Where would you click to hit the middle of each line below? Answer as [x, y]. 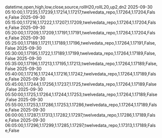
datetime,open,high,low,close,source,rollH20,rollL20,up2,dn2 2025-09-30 [79, 7]
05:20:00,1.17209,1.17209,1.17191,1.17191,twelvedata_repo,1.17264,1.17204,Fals [80, 33]
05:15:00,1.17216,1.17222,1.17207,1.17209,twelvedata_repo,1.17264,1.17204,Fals [81, 22]
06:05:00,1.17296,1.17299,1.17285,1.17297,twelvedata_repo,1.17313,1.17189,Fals [81, 125]
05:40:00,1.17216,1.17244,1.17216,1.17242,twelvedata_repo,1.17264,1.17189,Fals [81, 74]
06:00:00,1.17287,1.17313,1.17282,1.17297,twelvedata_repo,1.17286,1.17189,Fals [80, 115]
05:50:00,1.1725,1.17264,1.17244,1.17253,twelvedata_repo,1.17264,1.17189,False [81, 94]
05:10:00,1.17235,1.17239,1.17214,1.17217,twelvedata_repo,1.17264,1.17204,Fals [80, 12]
